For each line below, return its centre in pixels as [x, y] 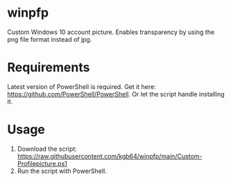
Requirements [49, 68]
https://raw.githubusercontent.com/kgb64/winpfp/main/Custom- [110, 156]
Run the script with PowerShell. [62, 171]
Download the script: [47, 149]
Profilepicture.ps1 [42, 163]
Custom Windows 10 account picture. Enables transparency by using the [111, 32]
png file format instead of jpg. [50, 39]
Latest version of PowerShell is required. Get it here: [82, 86]
